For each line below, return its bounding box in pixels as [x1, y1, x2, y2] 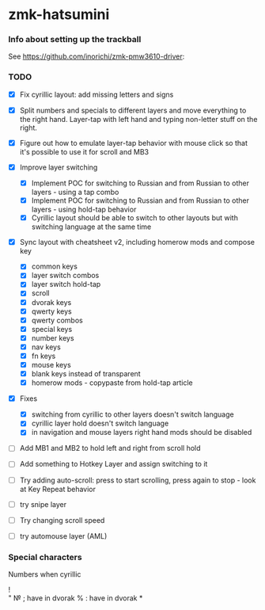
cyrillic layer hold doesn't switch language [31, 418, 169, 429]
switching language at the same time [31, 222, 152, 231]
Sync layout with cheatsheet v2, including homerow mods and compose [19, 238, 256, 247]
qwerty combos [31, 315, 83, 325]
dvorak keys [31, 297, 72, 307]
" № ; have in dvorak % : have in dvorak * [8, 593, 143, 603]
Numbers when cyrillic [8, 570, 81, 579]
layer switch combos [31, 271, 100, 280]
